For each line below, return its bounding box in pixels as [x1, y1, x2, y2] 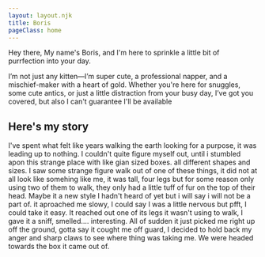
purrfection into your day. [8, 56, 91, 66]
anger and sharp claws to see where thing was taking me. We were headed [8, 233, 254, 243]
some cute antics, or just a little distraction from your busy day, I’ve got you [8, 89, 254, 98]
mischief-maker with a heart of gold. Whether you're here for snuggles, [8, 80, 241, 89]
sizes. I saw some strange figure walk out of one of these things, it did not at [8, 166, 258, 176]
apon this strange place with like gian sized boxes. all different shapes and [8, 157, 251, 167]
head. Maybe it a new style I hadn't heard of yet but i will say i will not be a [8, 191, 251, 201]
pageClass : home [8, 26, 62, 34]
